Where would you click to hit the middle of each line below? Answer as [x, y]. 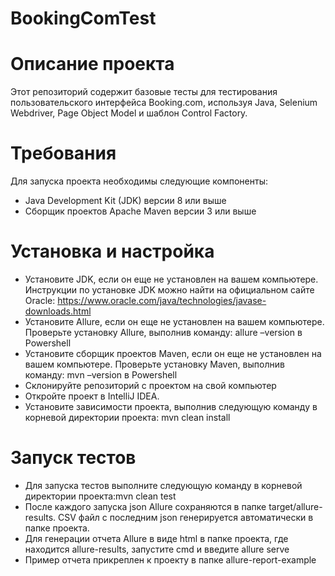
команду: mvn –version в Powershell [101, 375]
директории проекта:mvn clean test [100, 496]
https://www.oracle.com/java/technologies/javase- [162, 300]
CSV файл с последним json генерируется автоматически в [186, 517]
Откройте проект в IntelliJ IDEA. [92, 396]
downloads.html [58, 311]
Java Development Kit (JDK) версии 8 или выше [125, 201]
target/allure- [295, 506]
